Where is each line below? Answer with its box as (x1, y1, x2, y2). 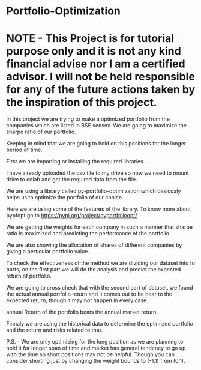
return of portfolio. (6, 272, 52, 280)
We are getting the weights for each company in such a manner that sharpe (6, 223, 193, 231)
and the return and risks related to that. (6, 326, 103, 334)
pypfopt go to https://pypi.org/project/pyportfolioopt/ (6, 212, 137, 219)
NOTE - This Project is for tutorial (6, 32, 175, 46)
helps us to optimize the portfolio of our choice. (6, 194, 124, 201)
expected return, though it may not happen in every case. (6, 297, 149, 304)
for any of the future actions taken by (6, 83, 196, 97)
